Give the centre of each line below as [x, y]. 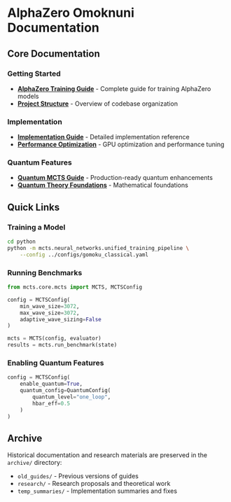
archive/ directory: [35, 463]
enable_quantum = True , [51, 384]
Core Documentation [54, 54]
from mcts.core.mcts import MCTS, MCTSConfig [75, 287]
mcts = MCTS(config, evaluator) [54, 339]
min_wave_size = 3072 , [50, 306]
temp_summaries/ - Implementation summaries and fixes [97, 491]
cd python [22, 242]
